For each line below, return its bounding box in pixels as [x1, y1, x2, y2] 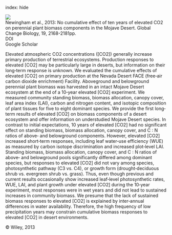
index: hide [5, 5, 29, 10]
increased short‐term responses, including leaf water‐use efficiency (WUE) [5, 138, 164, 144]
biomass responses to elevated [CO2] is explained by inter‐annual [5, 198, 144, 204]
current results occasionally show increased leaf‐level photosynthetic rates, [5, 176, 165, 182]
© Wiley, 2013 [5, 224, 35, 230]
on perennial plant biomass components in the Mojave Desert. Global [5, 25, 151, 31]
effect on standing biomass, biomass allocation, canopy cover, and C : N [5, 127, 158, 133]
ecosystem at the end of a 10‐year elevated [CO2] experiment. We [5, 89, 145, 95]
